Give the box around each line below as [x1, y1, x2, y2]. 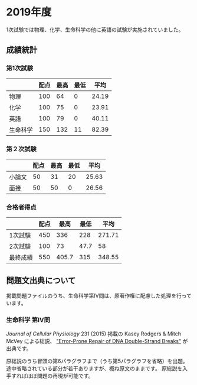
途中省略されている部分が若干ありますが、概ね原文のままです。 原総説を [6, 365, 183, 372]
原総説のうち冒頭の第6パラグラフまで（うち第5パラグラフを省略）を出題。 [6, 358, 188, 365]
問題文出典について [6, 275, 76, 285]
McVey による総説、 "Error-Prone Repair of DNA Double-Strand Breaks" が [6, 338, 188, 345]
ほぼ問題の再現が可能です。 [26, 373, 94, 380]
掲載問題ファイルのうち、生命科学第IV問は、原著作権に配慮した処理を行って [6, 292, 192, 299]
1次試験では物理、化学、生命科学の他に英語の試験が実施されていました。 [6, 26, 184, 33]
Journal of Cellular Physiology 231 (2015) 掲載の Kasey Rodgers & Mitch [6, 330, 182, 337]
